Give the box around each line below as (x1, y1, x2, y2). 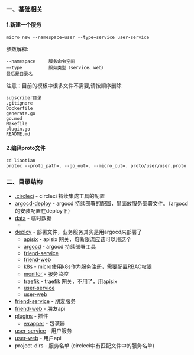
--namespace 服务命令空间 (6, 58, 75, 64)
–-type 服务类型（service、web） (6, 65, 106, 71)
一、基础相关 (6, 5, 43, 13)
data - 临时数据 (14, 214, 52, 222)
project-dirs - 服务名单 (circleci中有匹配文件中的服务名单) (14, 341, 155, 349)
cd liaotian (6, 158, 35, 164)
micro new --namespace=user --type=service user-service (6, 34, 150, 41)
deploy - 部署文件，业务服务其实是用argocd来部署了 (14, 228, 143, 235)
